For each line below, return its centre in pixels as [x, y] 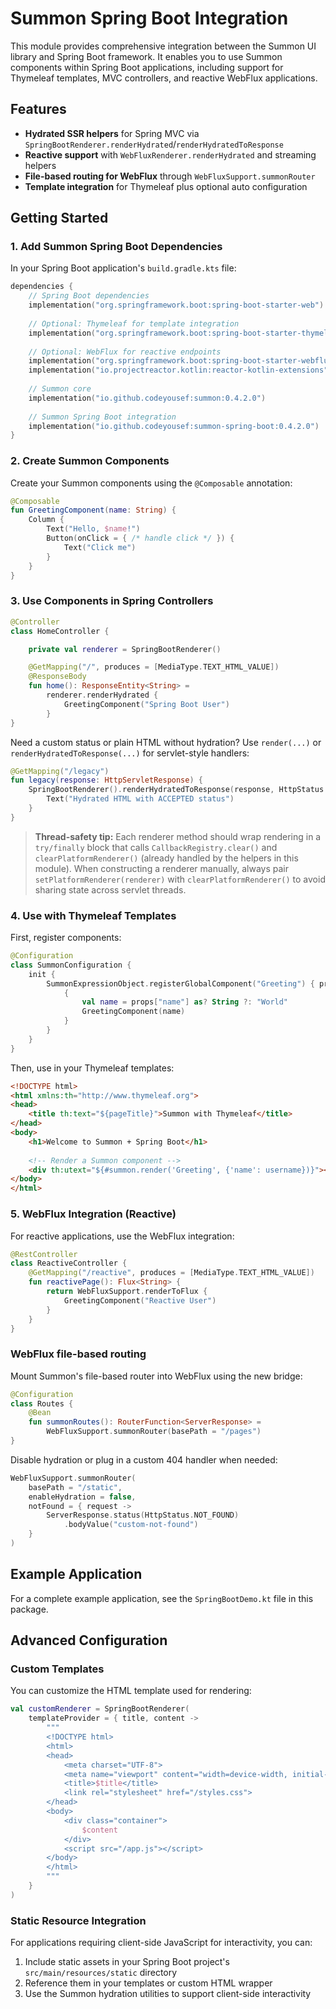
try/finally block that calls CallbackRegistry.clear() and [156, 847]
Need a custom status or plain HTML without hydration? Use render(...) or [166, 742]
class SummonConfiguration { [71, 965]
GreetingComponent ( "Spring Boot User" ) [146, 704]
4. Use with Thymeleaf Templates [93, 915]
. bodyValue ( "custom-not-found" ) [131, 1525]
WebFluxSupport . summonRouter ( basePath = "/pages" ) [154, 1432]
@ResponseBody [57, 677]
